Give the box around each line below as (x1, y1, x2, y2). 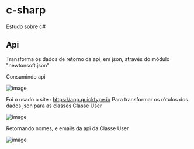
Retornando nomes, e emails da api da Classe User (6, 124, 129, 132)
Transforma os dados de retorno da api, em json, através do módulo (6, 55, 170, 62)
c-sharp (6, 4, 46, 17)
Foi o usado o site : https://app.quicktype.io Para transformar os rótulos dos (6, 96, 189, 103)
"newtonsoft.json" (6, 62, 50, 69)
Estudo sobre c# (6, 23, 46, 30)
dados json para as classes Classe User (6, 102, 102, 109)
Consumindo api (6, 73, 46, 80)
